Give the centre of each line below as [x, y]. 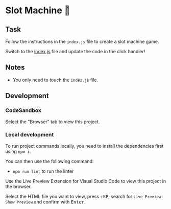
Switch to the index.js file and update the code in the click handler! [75, 51]
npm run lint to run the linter [43, 171]
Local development [30, 135]
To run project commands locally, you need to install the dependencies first [84, 146]
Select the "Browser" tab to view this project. [53, 122]
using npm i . [18, 151]
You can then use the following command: [50, 161]
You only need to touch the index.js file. [55, 80]
